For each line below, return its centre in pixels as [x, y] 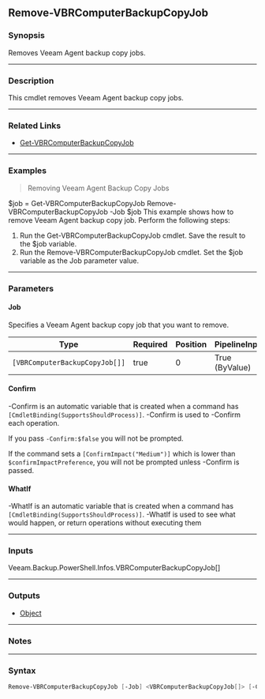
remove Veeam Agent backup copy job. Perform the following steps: [119, 220]
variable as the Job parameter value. [79, 261]
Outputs [24, 596]
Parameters [31, 288]
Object [30, 613]
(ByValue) [233, 367]
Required [150, 344]
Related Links [35, 126]
